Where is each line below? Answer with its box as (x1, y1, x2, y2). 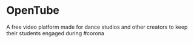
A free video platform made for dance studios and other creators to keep (6, 23, 188, 30)
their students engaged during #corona (6, 29, 105, 36)
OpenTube (6, 4, 59, 17)
